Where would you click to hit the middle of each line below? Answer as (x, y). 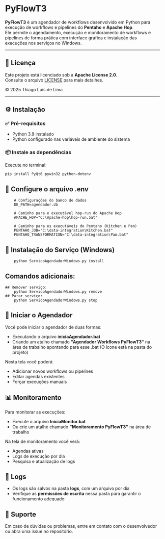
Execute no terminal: (26, 165)
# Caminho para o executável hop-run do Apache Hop (68, 213)
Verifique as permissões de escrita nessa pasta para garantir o (76, 494)
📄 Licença (20, 63)
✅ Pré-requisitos (25, 124)
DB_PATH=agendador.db (36, 205)
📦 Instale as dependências (38, 153)
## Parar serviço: (24, 296)
